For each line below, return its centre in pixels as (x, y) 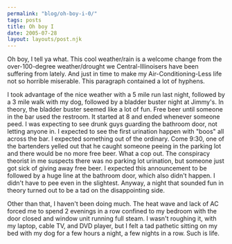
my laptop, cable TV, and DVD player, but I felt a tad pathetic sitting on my (113, 226)
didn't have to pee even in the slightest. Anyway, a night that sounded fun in (115, 183)
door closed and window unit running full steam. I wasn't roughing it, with (112, 218)
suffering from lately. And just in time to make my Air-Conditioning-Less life (115, 74)
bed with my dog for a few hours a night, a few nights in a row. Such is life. (113, 234)
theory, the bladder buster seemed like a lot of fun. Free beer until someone (115, 110)
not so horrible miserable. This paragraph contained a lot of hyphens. (106, 81)
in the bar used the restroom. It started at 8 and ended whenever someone (114, 117)
